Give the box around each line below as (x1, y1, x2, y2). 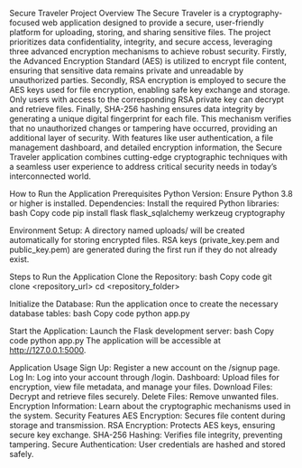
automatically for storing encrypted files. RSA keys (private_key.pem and (9, 235, 279, 245)
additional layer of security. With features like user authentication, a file (9, 133, 273, 143)
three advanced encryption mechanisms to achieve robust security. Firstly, (9, 46, 287, 57)
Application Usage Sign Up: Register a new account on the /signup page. (9, 362, 280, 373)
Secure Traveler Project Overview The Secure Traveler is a (9, 8, 227, 18)
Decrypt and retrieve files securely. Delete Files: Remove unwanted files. (9, 391, 279, 401)
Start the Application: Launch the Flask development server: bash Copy (9, 325, 275, 336)
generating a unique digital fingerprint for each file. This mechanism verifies (9, 113, 292, 124)
